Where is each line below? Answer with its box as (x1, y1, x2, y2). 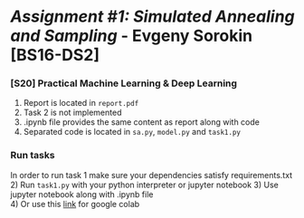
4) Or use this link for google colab (10, 198, 140, 209)
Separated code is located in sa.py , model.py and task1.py (23, 127, 241, 137)
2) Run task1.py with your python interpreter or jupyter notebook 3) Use (10, 179, 279, 190)
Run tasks (10, 149, 55, 162)
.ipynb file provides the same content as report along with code (23, 117, 261, 128)
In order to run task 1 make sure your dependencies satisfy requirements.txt (10, 169, 293, 180)
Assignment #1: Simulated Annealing (10, 6, 295, 27)
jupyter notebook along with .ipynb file (10, 188, 154, 200)
